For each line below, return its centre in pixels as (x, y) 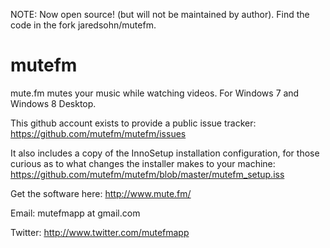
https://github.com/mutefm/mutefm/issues (98, 133)
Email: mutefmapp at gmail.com (75, 213)
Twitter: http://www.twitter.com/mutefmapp (100, 232)
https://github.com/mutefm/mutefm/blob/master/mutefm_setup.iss (147, 174)
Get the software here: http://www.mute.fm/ (101, 193)
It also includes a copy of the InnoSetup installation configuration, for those (165, 153)
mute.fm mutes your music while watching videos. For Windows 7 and (155, 93)
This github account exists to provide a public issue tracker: (133, 123)
